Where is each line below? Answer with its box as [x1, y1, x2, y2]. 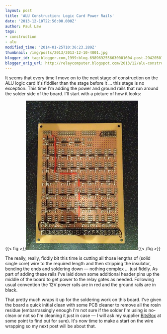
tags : [5, 29, 16, 34]
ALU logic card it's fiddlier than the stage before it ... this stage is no [5, 80, 145, 86]
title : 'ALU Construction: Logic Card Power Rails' [5, 13, 114, 18]
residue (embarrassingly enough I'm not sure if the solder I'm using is [5, 307, 148, 314]
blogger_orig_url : [5, 60, 43, 66]
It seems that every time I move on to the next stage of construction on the [5, 75, 158, 81]
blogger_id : [5, 55, 30, 60]
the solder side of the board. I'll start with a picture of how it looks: [5, 91, 142, 97]
